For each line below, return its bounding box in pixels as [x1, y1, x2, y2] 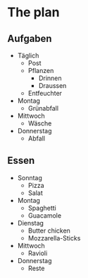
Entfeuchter [27, 89, 62, 97]
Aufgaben [7, 33, 52, 45]
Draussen [38, 82, 67, 89]
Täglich [17, 51, 39, 60]
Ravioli [27, 249, 48, 257]
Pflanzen [27, 67, 54, 74]
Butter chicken [27, 226, 70, 235]
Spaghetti [27, 204, 56, 212]
